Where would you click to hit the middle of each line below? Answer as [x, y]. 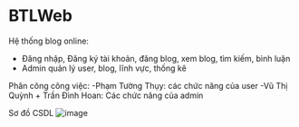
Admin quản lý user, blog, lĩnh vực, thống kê [104, 68]
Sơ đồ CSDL [31, 112]
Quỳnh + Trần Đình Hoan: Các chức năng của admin [106, 95]
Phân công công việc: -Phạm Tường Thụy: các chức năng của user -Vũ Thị [148, 85]
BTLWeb [41, 16]
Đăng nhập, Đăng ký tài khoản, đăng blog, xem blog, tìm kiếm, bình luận [156, 58]
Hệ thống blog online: [49, 41]
